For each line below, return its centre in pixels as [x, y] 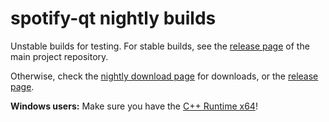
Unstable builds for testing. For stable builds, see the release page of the [160, 46]
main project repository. [59, 56]
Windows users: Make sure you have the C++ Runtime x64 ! [134, 106]
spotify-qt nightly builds [113, 18]
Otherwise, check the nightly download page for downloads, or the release [164, 76]
